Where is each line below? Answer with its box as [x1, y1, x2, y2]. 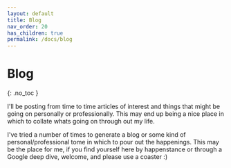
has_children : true [7, 29, 64, 37]
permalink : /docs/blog [7, 36, 73, 43]
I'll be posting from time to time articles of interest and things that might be [7, 102, 220, 111]
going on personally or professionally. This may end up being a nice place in [7, 110, 225, 118]
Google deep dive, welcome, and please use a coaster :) [7, 153, 168, 161]
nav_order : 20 [7, 23, 48, 30]
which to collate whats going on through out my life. [7, 117, 156, 126]
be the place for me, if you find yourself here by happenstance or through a [7, 145, 223, 153]
